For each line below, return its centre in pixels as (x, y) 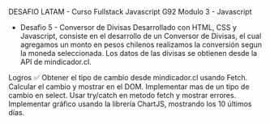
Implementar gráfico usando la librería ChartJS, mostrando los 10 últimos (131, 104)
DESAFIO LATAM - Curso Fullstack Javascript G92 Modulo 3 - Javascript (130, 12)
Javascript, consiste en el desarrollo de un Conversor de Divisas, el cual (141, 36)
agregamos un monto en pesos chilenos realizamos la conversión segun (141, 45)
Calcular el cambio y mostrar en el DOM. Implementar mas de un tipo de (129, 87)
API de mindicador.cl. (56, 62)
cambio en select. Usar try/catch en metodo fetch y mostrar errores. (122, 95)
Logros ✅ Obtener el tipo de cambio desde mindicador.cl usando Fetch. (128, 77)
